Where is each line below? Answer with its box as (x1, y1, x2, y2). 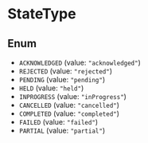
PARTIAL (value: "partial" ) (18, 125, 105, 135)
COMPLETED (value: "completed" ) (18, 109, 120, 118)
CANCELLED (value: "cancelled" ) (18, 101, 120, 109)
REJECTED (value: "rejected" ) (18, 66, 113, 76)
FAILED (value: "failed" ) (18, 117, 99, 126)
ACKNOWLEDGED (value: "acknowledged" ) (18, 58, 141, 67)
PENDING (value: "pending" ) (18, 75, 105, 84)
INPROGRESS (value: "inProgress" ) (18, 92, 127, 101)
